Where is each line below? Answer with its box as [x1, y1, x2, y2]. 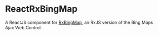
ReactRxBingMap [5, 3, 78, 15]
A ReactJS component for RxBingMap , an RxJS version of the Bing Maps [5, 19, 153, 25]
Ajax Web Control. [5, 24, 42, 30]
